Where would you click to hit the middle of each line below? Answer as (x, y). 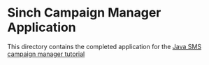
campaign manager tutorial (46, 54)
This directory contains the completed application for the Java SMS (104, 46)
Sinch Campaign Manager (84, 13)
